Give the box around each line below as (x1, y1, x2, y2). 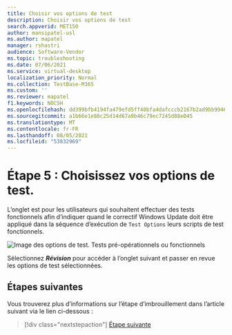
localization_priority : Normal (7, 74, 97, 81)
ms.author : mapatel (7, 36, 64, 43)
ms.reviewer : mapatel (7, 94, 70, 101)
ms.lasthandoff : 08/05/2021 (7, 132, 88, 139)
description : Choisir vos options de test (7, 17, 131, 23)
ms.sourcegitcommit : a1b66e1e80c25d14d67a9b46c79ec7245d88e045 (7, 112, 193, 119)
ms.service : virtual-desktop (7, 68, 91, 74)
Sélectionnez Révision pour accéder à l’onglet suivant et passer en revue (7, 254, 215, 263)
